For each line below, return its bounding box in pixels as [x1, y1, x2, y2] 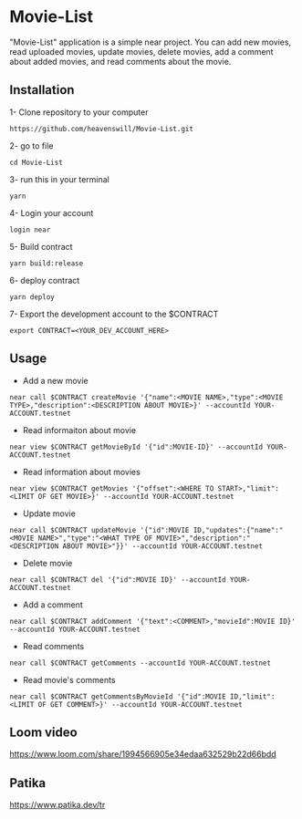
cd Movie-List [9, 158, 64, 167]
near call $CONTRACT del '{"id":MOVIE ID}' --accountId [9, 575, 226, 585]
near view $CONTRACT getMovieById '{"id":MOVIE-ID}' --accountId [9, 442, 263, 451]
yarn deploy [9, 292, 55, 302]
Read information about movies [22, 466, 141, 477]
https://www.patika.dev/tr [9, 800, 106, 811]
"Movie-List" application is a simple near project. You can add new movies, [9, 36, 292, 47]
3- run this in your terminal [9, 173, 109, 184]
